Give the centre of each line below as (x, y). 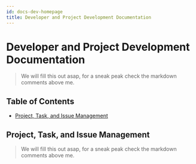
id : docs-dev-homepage (34, 12)
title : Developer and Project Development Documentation (79, 17)
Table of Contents (40, 101)
